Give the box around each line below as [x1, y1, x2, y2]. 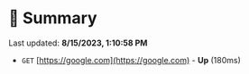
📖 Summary [8, 8, 97, 29]
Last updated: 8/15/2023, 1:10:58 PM [8, 37, 148, 48]
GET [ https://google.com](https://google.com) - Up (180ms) [21, 54, 241, 65]
